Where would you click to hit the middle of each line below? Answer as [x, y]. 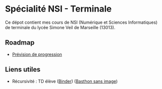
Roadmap [20, 43]
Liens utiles [23, 69]
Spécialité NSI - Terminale [58, 9]
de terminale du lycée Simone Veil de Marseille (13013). [60, 27]
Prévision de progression [37, 54]
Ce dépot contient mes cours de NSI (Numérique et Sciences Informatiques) [81, 22]
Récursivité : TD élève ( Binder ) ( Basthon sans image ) [65, 81]
